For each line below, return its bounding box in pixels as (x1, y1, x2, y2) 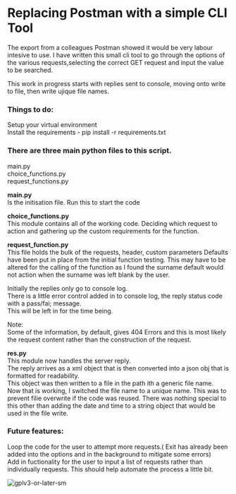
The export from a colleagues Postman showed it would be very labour (7, 43, 213, 52)
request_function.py (7, 240, 69, 248)
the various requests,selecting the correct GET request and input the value (7, 58, 224, 66)
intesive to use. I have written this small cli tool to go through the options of (7, 51, 225, 59)
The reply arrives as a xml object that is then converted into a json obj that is (7, 363, 229, 372)
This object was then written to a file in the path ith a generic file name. (7, 379, 213, 387)
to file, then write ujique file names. (7, 87, 109, 95)
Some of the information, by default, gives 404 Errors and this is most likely (7, 327, 227, 336)
